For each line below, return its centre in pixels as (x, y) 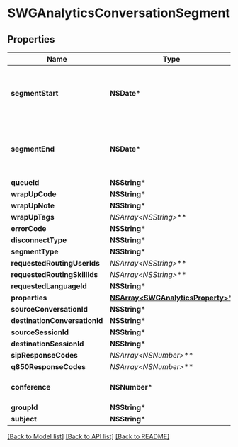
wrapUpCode (34, 194)
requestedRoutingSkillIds (55, 275)
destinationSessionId (47, 344)
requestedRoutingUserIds (56, 263)
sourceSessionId (40, 332)
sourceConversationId (50, 309)
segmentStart (35, 93)
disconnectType (39, 240)
